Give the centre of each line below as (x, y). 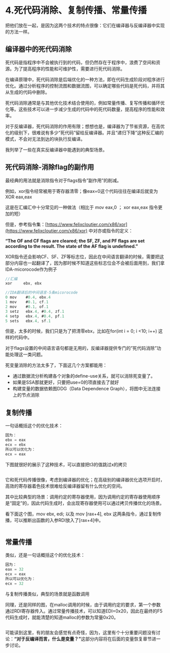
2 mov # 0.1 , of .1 (27, 307)
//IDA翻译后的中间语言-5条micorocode (41, 293)
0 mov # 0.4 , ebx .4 (28, 297)
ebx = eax (16, 440)
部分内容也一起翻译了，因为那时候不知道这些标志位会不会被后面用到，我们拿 (85, 263)
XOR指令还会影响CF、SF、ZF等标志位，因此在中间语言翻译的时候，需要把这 (85, 257)
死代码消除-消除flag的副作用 (50, 167)
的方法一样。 (18, 31)
